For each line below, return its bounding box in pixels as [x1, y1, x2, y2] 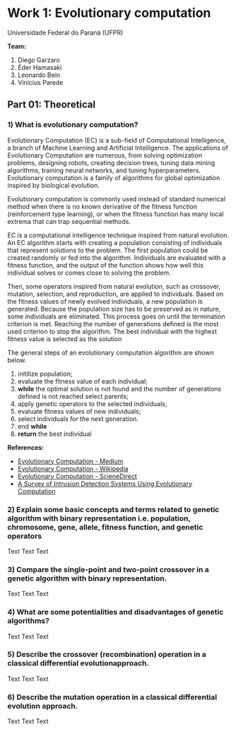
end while [17, 422, 47, 430]
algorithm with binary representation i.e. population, [7, 513, 191, 523]
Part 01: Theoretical [7, 99, 96, 111]
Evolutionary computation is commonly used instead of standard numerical [7, 194, 226, 203]
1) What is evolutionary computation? [7, 120, 138, 130]
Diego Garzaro [17, 55, 60, 64]
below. [7, 355, 27, 364]
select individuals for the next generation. [17, 415, 139, 423]
